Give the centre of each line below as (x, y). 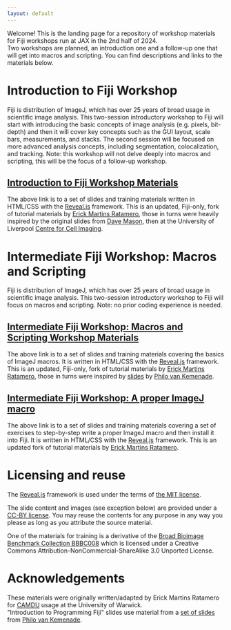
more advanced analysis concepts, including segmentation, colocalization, (113, 146)
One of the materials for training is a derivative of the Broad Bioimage (106, 535)
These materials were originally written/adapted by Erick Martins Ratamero (113, 598)
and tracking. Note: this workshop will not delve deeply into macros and (109, 153)
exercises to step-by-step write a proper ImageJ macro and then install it (111, 432)
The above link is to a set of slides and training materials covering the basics (115, 354)
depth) (17, 131)
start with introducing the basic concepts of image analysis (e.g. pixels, (108, 124)
